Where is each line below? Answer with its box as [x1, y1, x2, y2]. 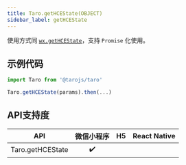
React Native [132, 131, 176, 140]
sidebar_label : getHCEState [7, 16, 88, 23]
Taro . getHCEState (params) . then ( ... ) [7, 89, 112, 96]
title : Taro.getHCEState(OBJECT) [7, 10, 103, 17]
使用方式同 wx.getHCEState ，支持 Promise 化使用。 [7, 36, 150, 45]
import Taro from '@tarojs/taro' [7, 77, 103, 84]
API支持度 [7, 110, 50, 121]
